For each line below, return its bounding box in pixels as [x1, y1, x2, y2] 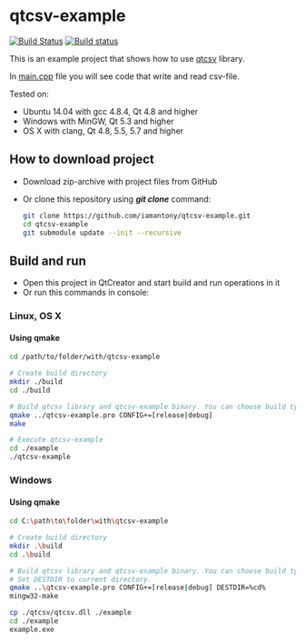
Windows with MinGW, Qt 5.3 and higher [22, 116, 174, 126]
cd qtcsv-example [22, 219, 89, 228]
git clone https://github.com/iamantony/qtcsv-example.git [22, 211, 251, 220]
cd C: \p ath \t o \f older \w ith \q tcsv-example [9, 517, 169, 526]
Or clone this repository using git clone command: [22, 193, 212, 205]
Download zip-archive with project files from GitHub [22, 176, 218, 186]
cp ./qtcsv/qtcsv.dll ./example [9, 608, 132, 618]
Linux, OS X [9, 310, 62, 323]
